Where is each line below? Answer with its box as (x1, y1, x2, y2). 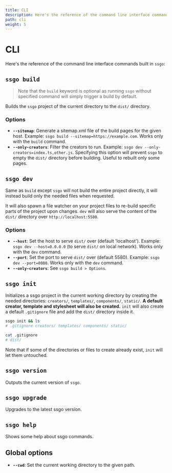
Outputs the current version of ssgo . (5, 379, 81, 385)
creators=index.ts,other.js (12, 150, 73, 156)
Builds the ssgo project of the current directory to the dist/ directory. (5, 103, 151, 109)
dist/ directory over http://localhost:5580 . (5, 213, 99, 220)
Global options (5, 448, 53, 457)
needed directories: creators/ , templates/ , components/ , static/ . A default (5, 298, 163, 304)
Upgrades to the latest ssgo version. (5, 406, 82, 413)
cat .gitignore (5, 332, 38, 338)
